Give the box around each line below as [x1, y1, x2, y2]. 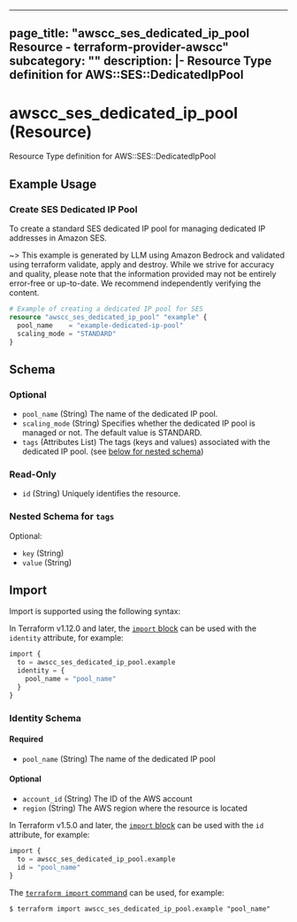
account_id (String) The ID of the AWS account [21, 794, 193, 804]
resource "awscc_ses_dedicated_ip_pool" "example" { [9, 312, 208, 321]
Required [9, 734, 44, 744]
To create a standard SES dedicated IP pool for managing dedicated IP [9, 223, 266, 234]
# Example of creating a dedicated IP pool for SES [9, 304, 203, 314]
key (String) [21, 548, 65, 558]
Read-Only [9, 468, 57, 480]
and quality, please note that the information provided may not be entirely [9, 269, 277, 280]
